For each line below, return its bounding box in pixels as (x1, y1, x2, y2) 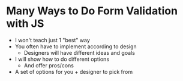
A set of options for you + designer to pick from (14, 68, 133, 75)
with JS (6, 17, 44, 30)
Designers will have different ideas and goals (23, 49, 135, 56)
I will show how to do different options (14, 55, 110, 63)
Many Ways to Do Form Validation (6, 4, 178, 18)
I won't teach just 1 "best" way (14, 36, 90, 43)
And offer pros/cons (23, 61, 74, 69)
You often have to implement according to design (14, 43, 137, 50)
